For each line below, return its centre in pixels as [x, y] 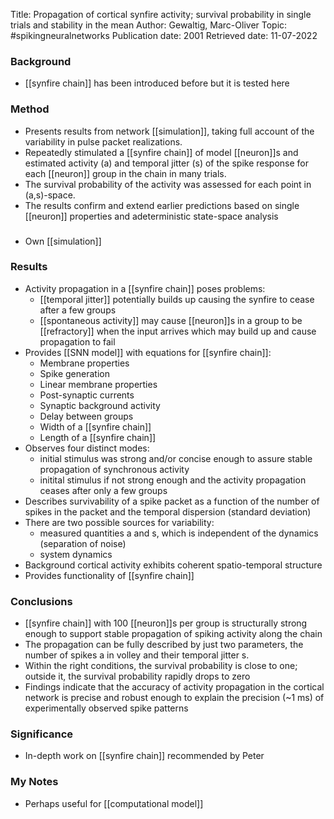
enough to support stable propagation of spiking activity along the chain [173, 634]
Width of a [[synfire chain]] [95, 426]
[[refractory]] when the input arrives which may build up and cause [178, 331]
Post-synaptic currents [87, 395]
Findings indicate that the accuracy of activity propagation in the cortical [174, 687]
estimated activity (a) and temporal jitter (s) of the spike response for [167, 163]
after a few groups [78, 310]
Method [30, 109]
